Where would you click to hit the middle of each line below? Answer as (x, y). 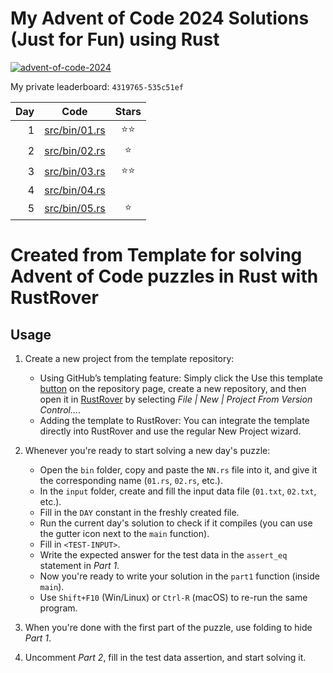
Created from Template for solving (156, 255)
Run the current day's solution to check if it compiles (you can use (176, 523)
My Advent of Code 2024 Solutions (160, 18)
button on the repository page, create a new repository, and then (173, 388)
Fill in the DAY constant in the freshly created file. (139, 512)
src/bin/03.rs (75, 172)
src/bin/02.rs (75, 151)
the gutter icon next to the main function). (124, 533)
